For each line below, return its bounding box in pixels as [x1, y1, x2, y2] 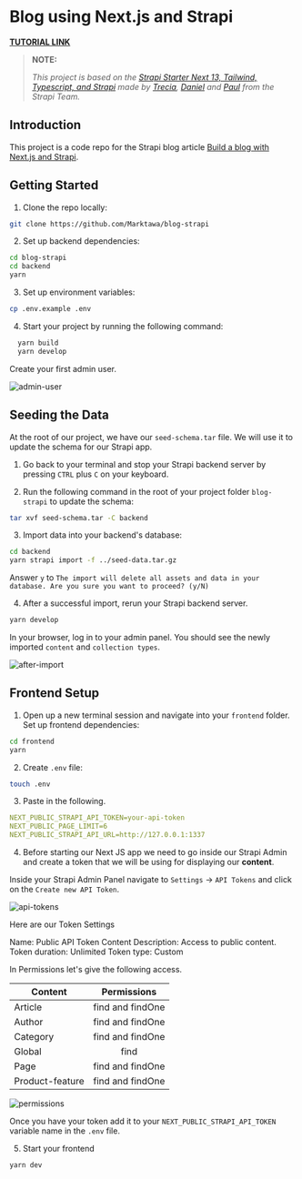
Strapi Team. [31, 91, 80, 102]
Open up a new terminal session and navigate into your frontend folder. [22, 710, 290, 720]
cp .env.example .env [9, 305, 92, 314]
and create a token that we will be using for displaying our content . [22, 857, 275, 868]
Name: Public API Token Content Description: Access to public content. [9, 937, 277, 948]
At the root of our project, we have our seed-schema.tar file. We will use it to [9, 431, 294, 442]
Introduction [9, 117, 82, 133]
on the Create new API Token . [9, 884, 120, 895]
